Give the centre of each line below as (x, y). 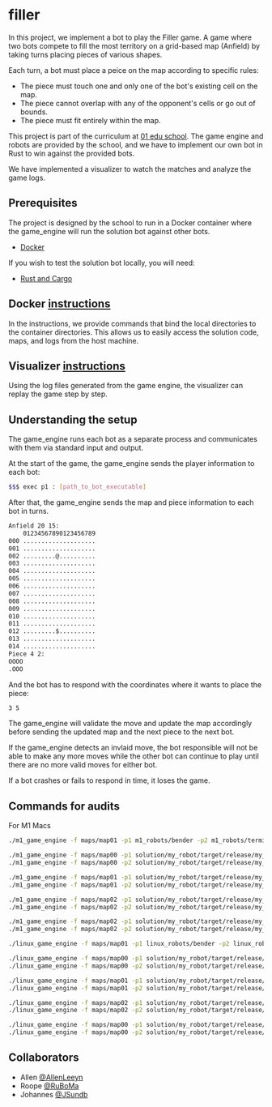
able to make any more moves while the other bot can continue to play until (134, 756)
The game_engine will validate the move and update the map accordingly (130, 724)
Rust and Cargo (46, 278)
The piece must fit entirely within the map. (90, 120)
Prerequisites (43, 203)
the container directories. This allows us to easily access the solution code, (134, 332)
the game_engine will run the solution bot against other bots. (109, 231)
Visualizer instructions (67, 366)
